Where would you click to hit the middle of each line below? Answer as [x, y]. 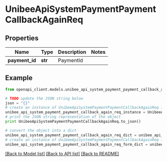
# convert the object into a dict [41, 130]
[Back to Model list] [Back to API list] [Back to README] [62, 154]
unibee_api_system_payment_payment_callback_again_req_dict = [71, 135]
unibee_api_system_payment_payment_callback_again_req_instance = [75, 112]
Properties [22, 38]
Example [19, 78]
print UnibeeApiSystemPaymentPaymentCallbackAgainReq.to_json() [73, 122]
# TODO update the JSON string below [44, 98]
